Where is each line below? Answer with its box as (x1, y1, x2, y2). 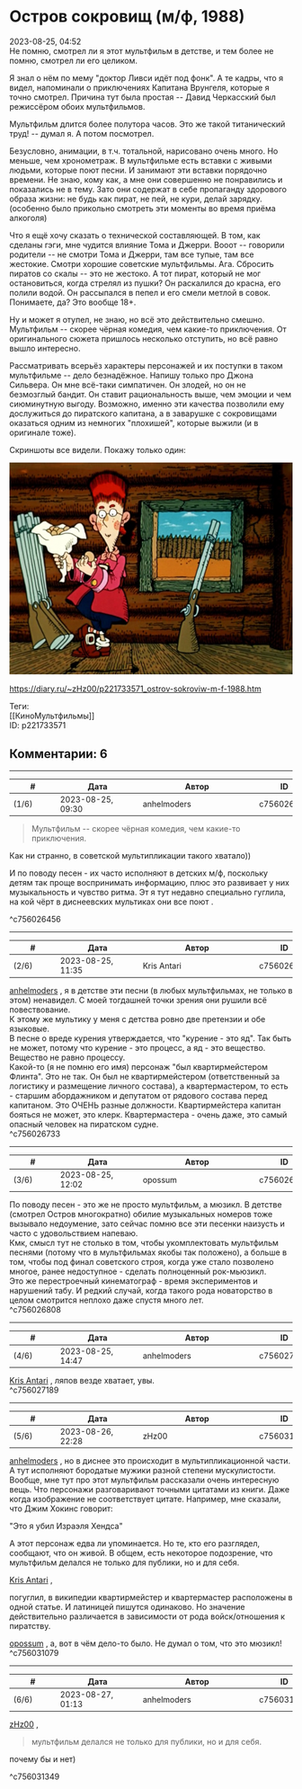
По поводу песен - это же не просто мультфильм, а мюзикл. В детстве (9, 1198, 282, 1210)
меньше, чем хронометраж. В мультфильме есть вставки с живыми (9, 155, 272, 165)
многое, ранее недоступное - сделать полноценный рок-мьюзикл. (9, 1266, 267, 1277)
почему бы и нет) (9, 1753, 76, 1764)
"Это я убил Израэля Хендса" (9, 1521, 123, 1532)
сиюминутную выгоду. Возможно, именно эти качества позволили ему (9, 398, 285, 409)
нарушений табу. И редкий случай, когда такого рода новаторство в (9, 1285, 273, 1295)
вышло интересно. (9, 343, 81, 353)
